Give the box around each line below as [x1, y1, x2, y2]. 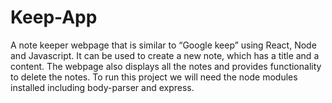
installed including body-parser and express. [10, 81, 195, 93]
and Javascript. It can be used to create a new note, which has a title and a [10, 49, 320, 61]
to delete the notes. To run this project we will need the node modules [10, 71, 298, 83]
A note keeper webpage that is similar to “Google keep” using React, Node [10, 39, 317, 51]
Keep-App [10, 6, 98, 29]
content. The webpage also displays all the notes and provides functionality [10, 60, 322, 72]
